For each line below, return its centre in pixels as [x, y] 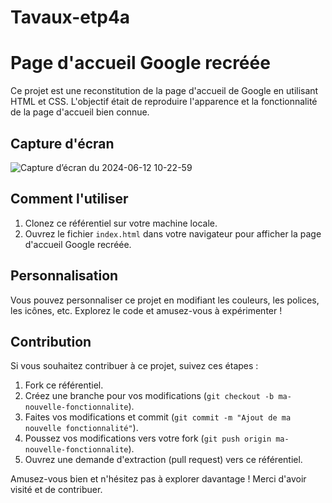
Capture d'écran [62, 143]
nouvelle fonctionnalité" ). [81, 428]
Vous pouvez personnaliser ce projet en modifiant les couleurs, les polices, [165, 300]
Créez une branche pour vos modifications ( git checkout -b [149, 396]
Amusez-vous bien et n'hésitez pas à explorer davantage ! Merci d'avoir [158, 479]
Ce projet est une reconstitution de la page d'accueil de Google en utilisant [164, 91]
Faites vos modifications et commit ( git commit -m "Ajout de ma [158, 417]
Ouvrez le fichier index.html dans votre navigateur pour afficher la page [173, 233]
